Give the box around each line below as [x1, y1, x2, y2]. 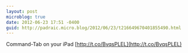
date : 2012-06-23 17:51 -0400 [6, 19, 80, 25]
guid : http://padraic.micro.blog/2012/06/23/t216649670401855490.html [6, 24, 182, 31]
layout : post [6, 8, 38, 15]
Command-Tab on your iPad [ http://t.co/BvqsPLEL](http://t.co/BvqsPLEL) [6, 41, 182, 48]
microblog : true [6, 14, 46, 20]
